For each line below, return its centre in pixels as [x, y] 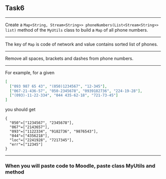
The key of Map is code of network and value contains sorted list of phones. [82, 44]
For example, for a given [30, 72]
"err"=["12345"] [26, 145]
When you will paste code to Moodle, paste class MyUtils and [80, 166]
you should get [20, 110]
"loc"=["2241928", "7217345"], [42, 140]
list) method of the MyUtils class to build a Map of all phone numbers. [77, 30]
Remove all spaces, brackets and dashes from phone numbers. [69, 58]
